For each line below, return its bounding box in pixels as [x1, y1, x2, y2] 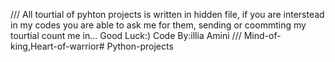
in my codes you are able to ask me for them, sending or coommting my [10, 19, 307, 31]
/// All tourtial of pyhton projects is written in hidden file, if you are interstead [10, 9, 325, 20]
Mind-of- [243, 30, 282, 41]
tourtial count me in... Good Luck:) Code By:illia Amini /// [10, 30, 242, 41]
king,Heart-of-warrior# [10, 40, 105, 52]
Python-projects [106, 40, 174, 52]
